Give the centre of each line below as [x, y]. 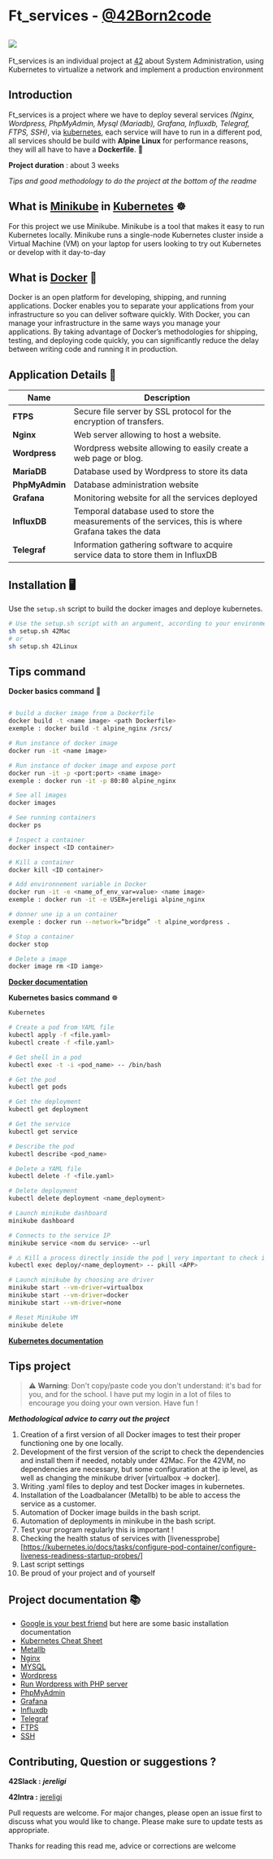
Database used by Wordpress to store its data [160, 472]
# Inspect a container [47, 840]
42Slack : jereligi [37, 1781]
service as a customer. [58, 1504]
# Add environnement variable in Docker [78, 885]
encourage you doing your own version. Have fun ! [113, 1403]
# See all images [38, 795]
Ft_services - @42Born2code [110, 16]
